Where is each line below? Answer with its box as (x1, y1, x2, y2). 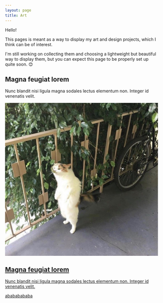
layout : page (5, 8, 32, 13)
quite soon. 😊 (5, 61, 33, 67)
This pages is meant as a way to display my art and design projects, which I (5, 36, 156, 42)
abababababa (5, 293, 33, 299)
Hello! (5, 27, 17, 33)
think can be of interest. (5, 41, 53, 47)
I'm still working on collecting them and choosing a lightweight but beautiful (5, 51, 156, 57)
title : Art (5, 13, 27, 18)
